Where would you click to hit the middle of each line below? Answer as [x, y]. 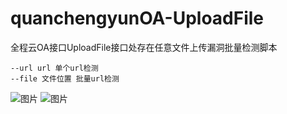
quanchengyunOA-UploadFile [137, 18]
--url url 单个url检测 [54, 68]
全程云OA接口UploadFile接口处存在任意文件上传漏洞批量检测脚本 [144, 47]
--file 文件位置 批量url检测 [65, 78]
